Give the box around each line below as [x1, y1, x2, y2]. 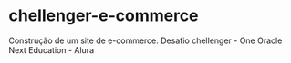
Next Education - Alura [8, 44, 95, 55]
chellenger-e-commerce [8, 5, 199, 26]
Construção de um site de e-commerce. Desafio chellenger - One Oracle [8, 35, 283, 46]
